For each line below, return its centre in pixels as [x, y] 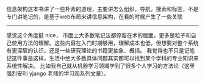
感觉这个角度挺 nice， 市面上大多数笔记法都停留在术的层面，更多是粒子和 [99, 35]
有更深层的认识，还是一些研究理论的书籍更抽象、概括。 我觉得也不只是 [95, 50]
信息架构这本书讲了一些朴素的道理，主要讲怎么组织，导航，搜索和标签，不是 [103, 9]
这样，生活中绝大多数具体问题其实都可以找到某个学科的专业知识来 [116, 58]
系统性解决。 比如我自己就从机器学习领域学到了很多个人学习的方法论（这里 [101, 66]
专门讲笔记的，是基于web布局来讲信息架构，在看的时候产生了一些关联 [95, 16]
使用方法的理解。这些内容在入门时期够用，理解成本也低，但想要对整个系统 [105, 43]
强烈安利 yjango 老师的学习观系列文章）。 [58, 73]
